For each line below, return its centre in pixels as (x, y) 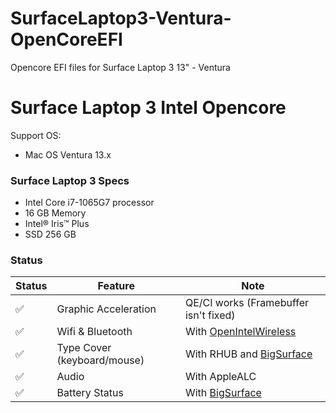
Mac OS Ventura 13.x (68, 154)
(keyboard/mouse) (100, 360)
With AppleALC (220, 377)
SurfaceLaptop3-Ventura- (121, 18)
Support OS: (36, 135)
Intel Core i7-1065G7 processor (89, 203)
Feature (116, 286)
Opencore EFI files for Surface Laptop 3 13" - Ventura (120, 67)
